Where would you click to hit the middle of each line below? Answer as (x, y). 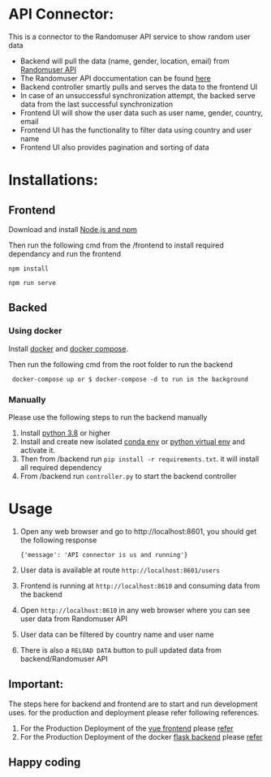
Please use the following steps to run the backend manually (108, 417)
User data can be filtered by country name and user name (117, 634)
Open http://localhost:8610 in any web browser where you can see (135, 610)
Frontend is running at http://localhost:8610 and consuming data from (140, 585)
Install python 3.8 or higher (65, 433)
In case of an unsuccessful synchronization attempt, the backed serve (138, 95)
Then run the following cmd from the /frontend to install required (116, 245)
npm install (28, 269)
